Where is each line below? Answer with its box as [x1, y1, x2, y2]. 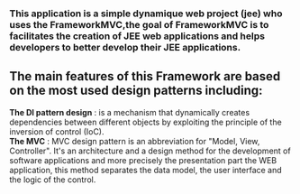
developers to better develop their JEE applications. [9, 41, 241, 53]
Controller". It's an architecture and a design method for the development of [9, 145, 291, 156]
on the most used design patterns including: [9, 83, 263, 98]
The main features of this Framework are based [9, 69, 281, 84]
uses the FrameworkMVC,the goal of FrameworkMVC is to [9, 18, 269, 31]
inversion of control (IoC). [9, 125, 105, 137]
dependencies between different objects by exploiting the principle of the [9, 116, 282, 127]
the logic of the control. [9, 174, 96, 185]
